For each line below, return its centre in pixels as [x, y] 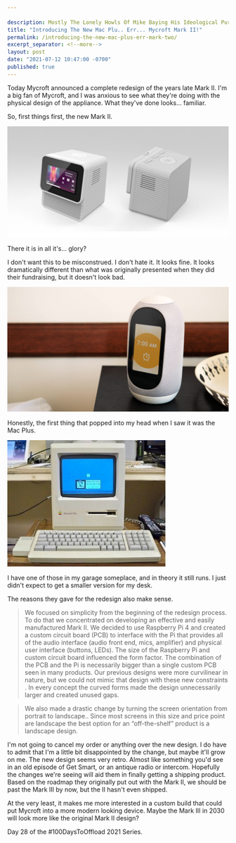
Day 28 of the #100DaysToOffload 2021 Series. [75, 832]
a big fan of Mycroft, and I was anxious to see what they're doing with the [114, 95]
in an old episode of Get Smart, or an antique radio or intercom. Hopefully [113, 767]
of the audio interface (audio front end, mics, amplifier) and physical [123, 643]
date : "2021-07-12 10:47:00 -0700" [59, 60]
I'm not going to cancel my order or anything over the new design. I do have [117, 745]
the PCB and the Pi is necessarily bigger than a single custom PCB [120, 665]
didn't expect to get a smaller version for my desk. [80, 585]
